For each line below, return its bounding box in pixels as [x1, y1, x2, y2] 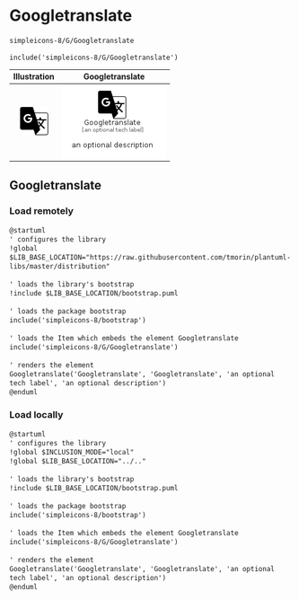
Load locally [9, 408, 64, 420]
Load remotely [9, 204, 75, 216]
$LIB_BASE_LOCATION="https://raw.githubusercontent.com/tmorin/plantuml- [9, 252, 292, 261]
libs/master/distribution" [9, 261, 110, 270]
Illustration [13, 71, 56, 82]
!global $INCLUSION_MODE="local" [9, 448, 135, 457]
